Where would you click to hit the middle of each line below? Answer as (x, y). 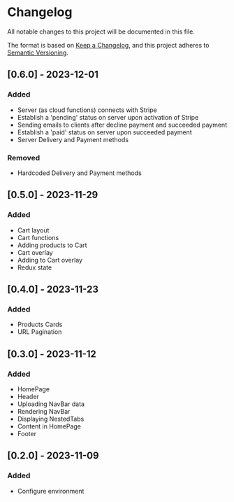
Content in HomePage (49, 426)
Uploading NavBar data (51, 404)
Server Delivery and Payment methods (73, 139)
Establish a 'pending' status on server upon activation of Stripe (108, 117)
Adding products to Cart (52, 245)
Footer (27, 433)
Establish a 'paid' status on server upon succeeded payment (104, 132)
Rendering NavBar (44, 411)
